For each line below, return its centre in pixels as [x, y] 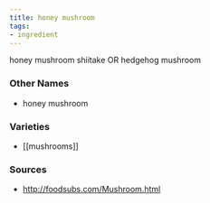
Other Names [39, 84]
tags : [19, 26]
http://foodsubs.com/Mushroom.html [91, 189]
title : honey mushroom [52, 18]
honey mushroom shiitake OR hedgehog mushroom [105, 60]
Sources [28, 170]
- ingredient [34, 34]
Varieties [29, 126]
